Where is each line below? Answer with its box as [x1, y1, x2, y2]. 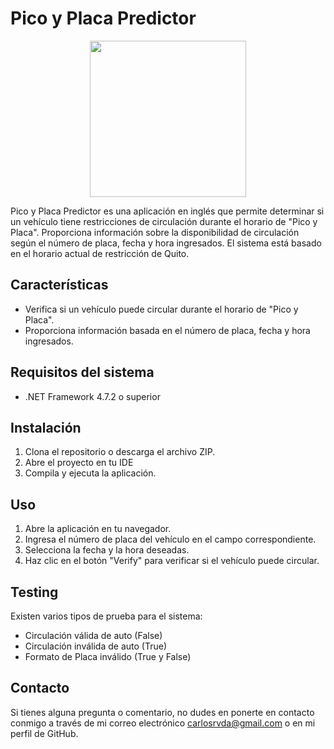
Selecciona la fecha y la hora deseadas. [24, 544, 190, 556]
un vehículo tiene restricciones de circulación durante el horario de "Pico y [10, 215, 318, 227]
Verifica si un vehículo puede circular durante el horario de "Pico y [24, 303, 299, 315]
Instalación [10, 419, 82, 436]
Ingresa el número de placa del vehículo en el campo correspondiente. [24, 533, 317, 546]
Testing [10, 583, 59, 601]
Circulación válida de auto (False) [24, 630, 163, 641]
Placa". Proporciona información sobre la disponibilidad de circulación [10, 226, 300, 238]
